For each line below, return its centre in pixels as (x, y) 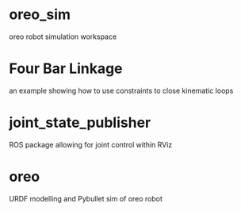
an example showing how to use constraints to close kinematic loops (121, 90)
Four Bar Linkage (66, 69)
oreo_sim (40, 15)
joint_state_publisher (80, 123)
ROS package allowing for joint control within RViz (91, 144)
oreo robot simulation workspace (63, 36)
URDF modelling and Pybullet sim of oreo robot (86, 198)
